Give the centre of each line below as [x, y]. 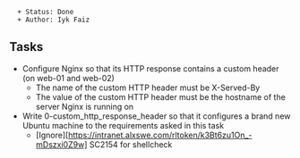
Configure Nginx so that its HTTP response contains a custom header [150, 68]
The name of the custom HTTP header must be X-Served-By [148, 87]
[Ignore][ [52, 135]
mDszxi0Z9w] [61, 144]
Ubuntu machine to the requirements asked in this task [123, 125]
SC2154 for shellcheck [131, 144]
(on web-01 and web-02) [68, 78]
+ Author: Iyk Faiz [54, 20]
